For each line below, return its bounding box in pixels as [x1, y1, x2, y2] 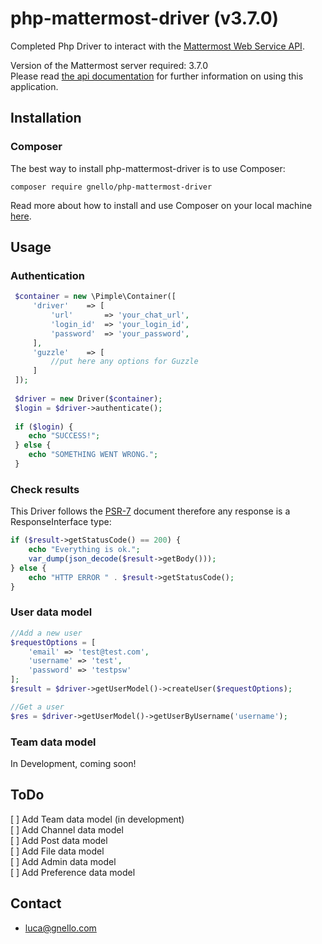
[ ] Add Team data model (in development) [10, 813, 185, 825]
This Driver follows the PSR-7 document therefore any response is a [10, 505, 291, 517]
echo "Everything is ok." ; [28, 545, 141, 555]
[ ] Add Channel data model [10, 823, 124, 836]
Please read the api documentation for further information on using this [10, 70, 304, 82]
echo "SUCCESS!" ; [28, 431, 101, 441]
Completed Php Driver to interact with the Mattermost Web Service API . [10, 40, 305, 52]
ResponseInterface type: [10, 516, 112, 528]
